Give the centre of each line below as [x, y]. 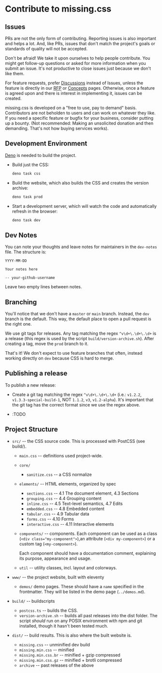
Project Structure [31, 430]
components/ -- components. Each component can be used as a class [88, 533]
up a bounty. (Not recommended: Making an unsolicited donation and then [79, 123]
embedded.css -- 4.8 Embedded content [66, 509]
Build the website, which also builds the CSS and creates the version [80, 183]
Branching [21, 302]
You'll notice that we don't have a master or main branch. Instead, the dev [77, 314]
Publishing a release [36, 373]
